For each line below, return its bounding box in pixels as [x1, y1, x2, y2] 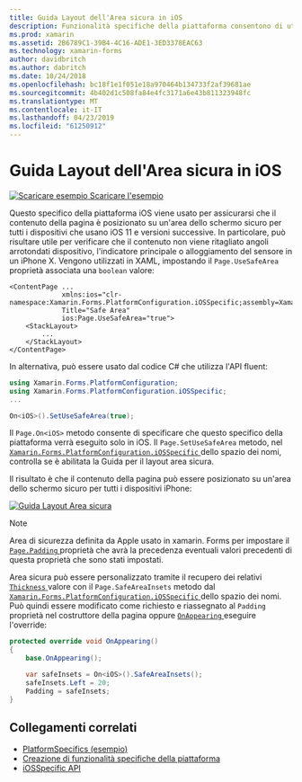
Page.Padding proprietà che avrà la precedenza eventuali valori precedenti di [9, 545, 292, 555]
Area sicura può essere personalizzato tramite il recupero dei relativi [9, 572, 262, 582]
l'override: [9, 619, 48, 630]
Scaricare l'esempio [89, 190, 164, 200]
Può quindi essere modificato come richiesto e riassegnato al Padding [9, 600, 267, 611]
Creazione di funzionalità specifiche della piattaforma [22, 753, 221, 764]
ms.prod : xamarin [9, 30, 75, 39]
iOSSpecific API [22, 763, 81, 774]
